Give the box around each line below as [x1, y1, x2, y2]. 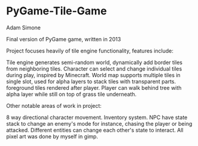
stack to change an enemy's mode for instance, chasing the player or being [6, 120, 193, 127]
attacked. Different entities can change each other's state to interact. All [6, 126, 184, 133]
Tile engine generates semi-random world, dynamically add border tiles [6, 59, 182, 66]
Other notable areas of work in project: [6, 102, 102, 109]
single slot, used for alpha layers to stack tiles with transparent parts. [6, 78, 176, 85]
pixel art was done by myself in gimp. [6, 133, 99, 140]
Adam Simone [6, 24, 41, 31]
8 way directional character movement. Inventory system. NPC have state [6, 114, 188, 121]
